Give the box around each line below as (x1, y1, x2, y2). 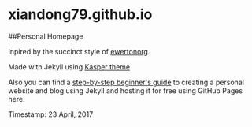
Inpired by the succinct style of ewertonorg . (8, 47, 150, 56)
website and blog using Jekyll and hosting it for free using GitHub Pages (8, 85, 243, 95)
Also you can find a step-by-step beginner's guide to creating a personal (8, 77, 244, 87)
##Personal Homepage (8, 32, 83, 41)
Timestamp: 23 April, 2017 (8, 109, 94, 119)
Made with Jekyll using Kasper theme (8, 62, 131, 72)
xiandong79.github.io (8, 6, 153, 24)
